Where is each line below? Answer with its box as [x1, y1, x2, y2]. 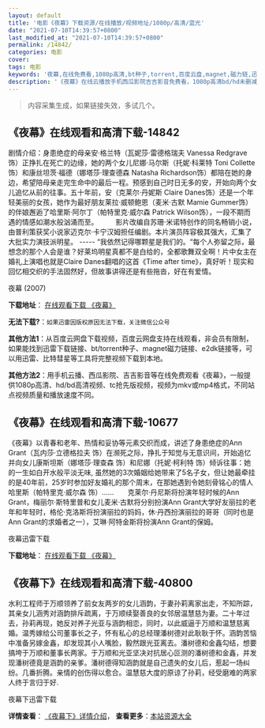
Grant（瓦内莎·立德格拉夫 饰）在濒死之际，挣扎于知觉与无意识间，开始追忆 [8, 448, 252, 458]
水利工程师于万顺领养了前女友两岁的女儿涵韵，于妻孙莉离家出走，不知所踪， [8, 598, 257, 608]
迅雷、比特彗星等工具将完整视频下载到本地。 [21, 353, 167, 364]
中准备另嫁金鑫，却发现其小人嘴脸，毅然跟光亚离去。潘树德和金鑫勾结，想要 [8, 638, 257, 647]
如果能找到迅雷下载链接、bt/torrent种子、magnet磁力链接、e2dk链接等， [8, 344, 246, 353]
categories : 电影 [8, 48, 63, 56]
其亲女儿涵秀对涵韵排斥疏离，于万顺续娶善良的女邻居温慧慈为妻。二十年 [8, 608, 243, 617]
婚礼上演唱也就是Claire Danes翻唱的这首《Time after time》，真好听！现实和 [8, 257, 255, 266]
